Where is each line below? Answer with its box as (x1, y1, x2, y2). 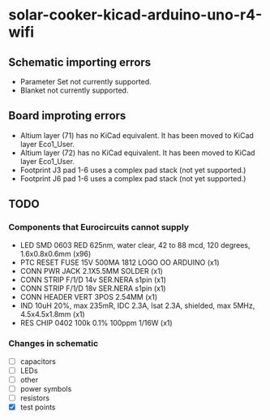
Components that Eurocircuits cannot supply (8, 222, 189, 233)
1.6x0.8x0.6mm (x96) (19, 249, 92, 258)
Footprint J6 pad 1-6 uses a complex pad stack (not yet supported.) (19, 173, 246, 184)
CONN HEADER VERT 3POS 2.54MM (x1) (19, 292, 158, 301)
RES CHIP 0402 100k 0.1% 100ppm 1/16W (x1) (19, 318, 173, 327)
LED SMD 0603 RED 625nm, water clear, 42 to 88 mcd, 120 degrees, (19, 240, 251, 249)
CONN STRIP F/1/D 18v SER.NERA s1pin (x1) (19, 283, 166, 293)
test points (19, 402, 56, 412)
